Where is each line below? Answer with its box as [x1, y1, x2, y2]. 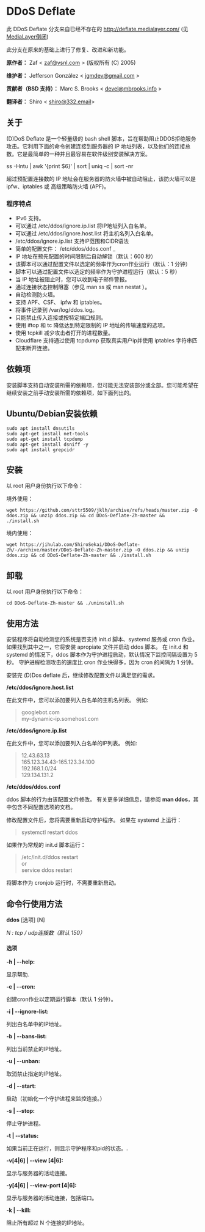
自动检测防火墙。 [15, 291, 59, 298]
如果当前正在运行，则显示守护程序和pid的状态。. [6, 1145, 128, 1152]
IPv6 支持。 [15, 215, 45, 222]
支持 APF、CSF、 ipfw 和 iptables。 [15, 298, 106, 306]
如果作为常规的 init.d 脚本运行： [6, 841, 87, 849]
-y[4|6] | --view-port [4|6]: [6, 1182, 77, 1189]
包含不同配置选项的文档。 [11, 803, 76, 811]
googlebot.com [21, 709, 60, 716]
